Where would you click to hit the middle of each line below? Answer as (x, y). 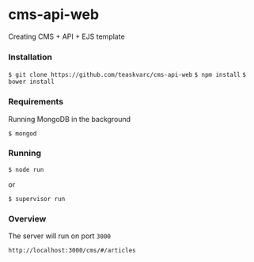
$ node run (26, 169)
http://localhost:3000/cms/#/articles (72, 251)
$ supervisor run (37, 199)
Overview (27, 218)
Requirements (36, 102)
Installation (30, 57)
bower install (32, 82)
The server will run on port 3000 (59, 236)
